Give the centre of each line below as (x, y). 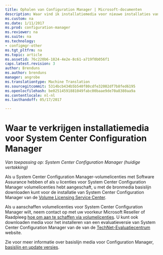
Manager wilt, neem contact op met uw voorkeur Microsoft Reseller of (75, 212)
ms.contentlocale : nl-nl (30, 95)
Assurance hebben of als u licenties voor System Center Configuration (76, 182)
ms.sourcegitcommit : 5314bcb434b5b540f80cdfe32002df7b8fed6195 (70, 86)
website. (14, 233)
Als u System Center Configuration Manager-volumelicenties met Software (80, 177)
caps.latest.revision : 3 (30, 64)
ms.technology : (20, 41)
